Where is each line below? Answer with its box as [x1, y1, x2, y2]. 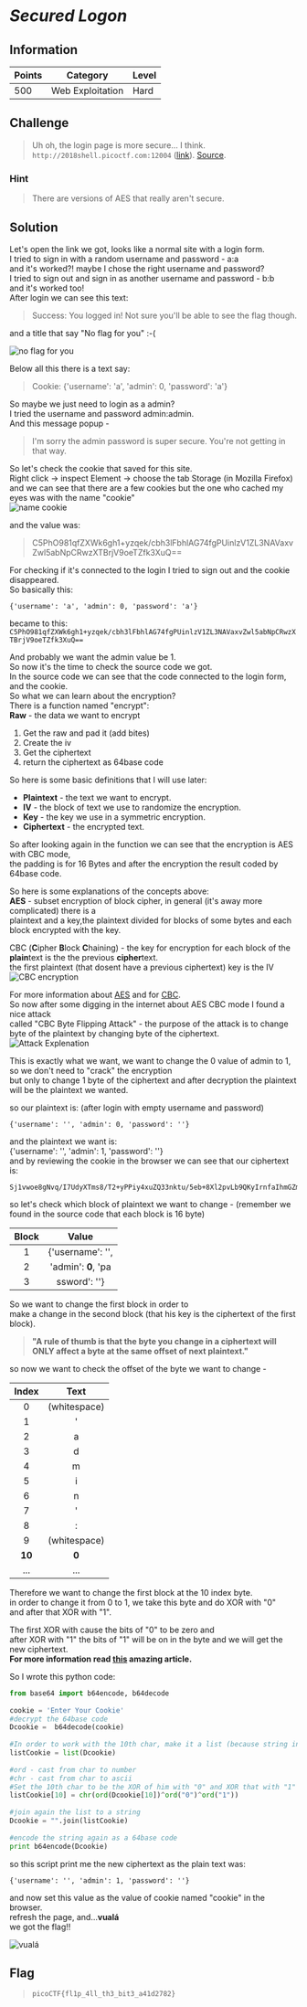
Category [66, 69, 109, 81]
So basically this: [9, 584, 73, 595]
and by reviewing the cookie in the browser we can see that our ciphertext [9, 1155, 290, 1166]
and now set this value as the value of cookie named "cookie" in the [9, 1892, 265, 1903]
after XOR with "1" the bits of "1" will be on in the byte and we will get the [9, 1633, 283, 1645]
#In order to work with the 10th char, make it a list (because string [9, 1740, 288, 1749]
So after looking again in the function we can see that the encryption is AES [9, 838, 294, 850]
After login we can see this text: [9, 292, 129, 303]
